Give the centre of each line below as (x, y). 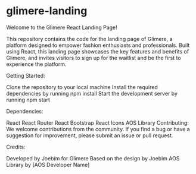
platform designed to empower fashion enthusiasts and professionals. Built (98, 45)
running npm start (28, 100)
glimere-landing (47, 11)
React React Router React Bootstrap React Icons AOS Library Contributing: (98, 122)
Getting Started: (26, 75)
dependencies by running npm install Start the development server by (92, 93)
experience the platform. (36, 64)
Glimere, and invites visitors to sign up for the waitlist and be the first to (94, 58)
